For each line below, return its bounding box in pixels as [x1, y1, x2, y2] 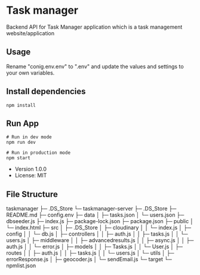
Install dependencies [6, 86, 86, 97]
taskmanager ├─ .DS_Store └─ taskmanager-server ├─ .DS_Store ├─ [6, 205, 177, 212]
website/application [6, 29, 55, 36]
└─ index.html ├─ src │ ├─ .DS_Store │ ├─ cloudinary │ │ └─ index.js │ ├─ [6, 224, 192, 231]
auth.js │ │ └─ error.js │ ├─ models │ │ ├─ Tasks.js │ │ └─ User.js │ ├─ [6, 243, 183, 251]
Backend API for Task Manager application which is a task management [6, 23, 183, 30]
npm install [6, 102, 36, 108]
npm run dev [6, 140, 36, 146]
